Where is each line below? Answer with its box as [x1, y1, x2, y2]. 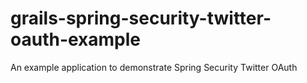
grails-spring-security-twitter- [10, 7, 272, 30]
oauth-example [10, 28, 142, 51]
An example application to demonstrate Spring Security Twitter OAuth [10, 61, 298, 73]
